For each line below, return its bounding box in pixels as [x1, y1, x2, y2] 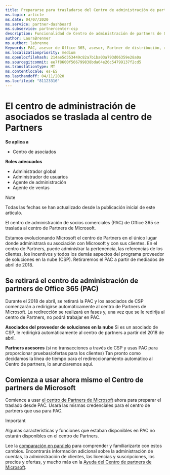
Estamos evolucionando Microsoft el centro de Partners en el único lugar [5, 234, 157, 241]
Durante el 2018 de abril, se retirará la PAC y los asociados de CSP [5, 298, 144, 304]
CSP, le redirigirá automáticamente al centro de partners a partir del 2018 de [5, 329, 164, 336]
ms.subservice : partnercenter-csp [5, 26, 78, 32]
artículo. [5, 210, 23, 216]
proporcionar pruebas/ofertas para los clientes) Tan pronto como [5, 350, 141, 356]
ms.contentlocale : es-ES [5, 69, 58, 74]
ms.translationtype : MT [5, 64, 56, 69]
